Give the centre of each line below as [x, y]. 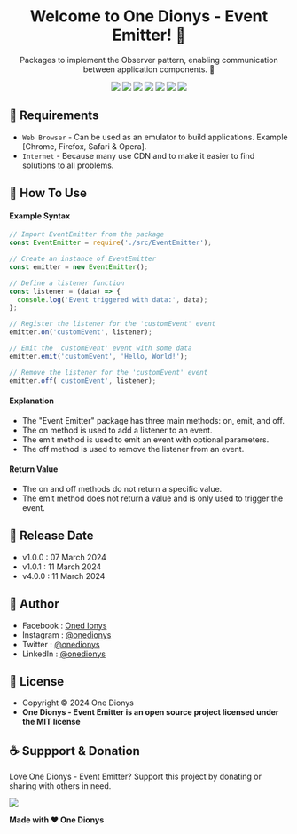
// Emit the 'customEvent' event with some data [101, 348]
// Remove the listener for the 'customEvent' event [109, 372]
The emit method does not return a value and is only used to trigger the [152, 498]
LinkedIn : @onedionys [64, 654]
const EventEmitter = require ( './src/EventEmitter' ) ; [111, 243]
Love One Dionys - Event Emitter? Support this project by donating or [136, 777]
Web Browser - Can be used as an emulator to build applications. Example [155, 137]
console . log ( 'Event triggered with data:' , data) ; [113, 299]
